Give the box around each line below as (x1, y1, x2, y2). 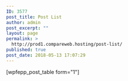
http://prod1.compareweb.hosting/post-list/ (11, 42, 123, 48)
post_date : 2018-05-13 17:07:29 (6, 52, 86, 58)
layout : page (6, 31, 38, 36)
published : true (6, 47, 46, 53)
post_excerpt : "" (6, 25, 49, 31)
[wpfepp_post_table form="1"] (6, 68, 80, 75)
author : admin (6, 19, 41, 25)
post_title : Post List (6, 14, 62, 20)
